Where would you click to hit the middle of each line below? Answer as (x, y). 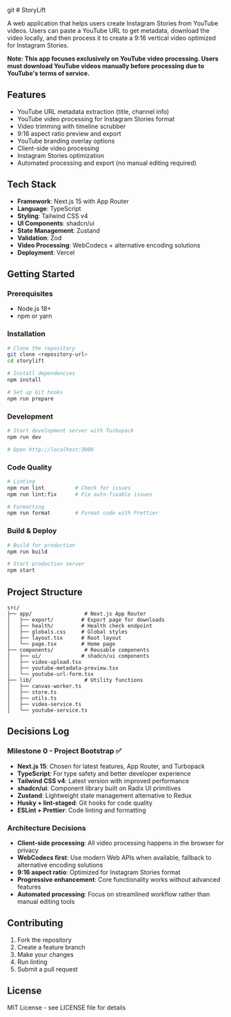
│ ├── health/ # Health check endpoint (80, 626)
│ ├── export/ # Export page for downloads (86, 620)
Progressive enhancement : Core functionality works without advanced (119, 879)
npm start (21, 571)
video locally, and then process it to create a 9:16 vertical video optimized (111, 38)
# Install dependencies (41, 374)
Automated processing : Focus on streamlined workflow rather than (113, 894)
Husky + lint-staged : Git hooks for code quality (85, 803)
